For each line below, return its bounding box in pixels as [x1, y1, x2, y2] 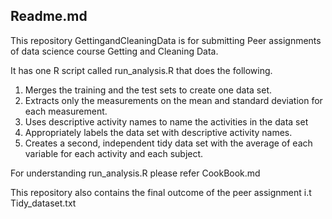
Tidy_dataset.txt [10, 197, 77, 209]
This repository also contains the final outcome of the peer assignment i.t [10, 186, 312, 198]
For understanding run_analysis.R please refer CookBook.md [10, 167, 261, 179]
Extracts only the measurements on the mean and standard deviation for [24, 94, 323, 106]
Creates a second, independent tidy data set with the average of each [24, 137, 313, 149]
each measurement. [24, 105, 108, 117]
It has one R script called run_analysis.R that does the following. [10, 64, 273, 76]
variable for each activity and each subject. [24, 147, 204, 159]
